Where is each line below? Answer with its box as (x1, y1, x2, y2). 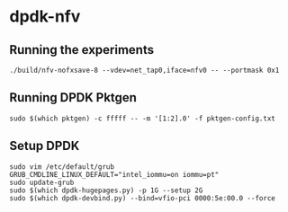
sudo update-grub (9, 178, 75, 187)
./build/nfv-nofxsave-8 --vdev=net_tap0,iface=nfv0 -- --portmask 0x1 (9, 66, 280, 75)
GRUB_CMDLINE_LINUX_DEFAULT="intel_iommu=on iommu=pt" (9, 170, 220, 179)
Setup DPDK (9, 138, 80, 154)
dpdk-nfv (9, 6, 81, 27)
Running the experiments (9, 42, 155, 57)
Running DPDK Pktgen (9, 90, 138, 105)
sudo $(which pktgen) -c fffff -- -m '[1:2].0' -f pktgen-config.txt (9, 114, 276, 123)
